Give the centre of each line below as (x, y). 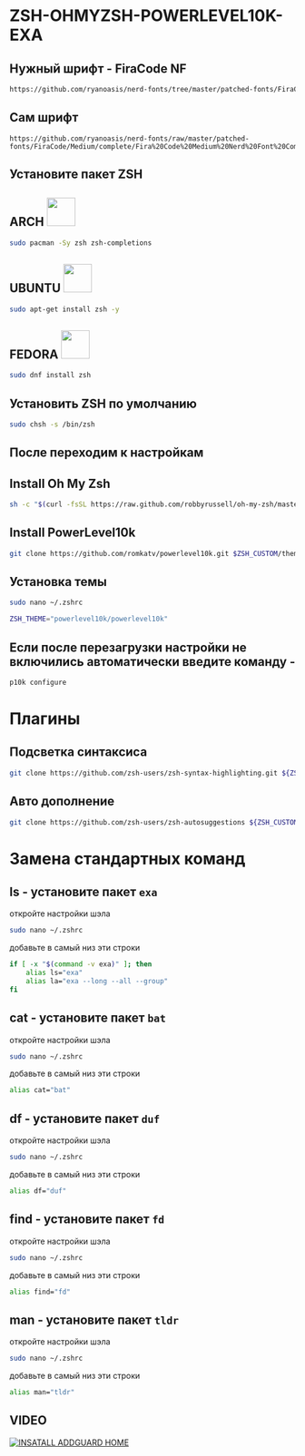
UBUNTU (35, 288)
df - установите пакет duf (85, 1118)
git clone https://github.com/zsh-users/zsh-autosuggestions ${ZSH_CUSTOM (154, 822)
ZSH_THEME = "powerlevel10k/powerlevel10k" (89, 619)
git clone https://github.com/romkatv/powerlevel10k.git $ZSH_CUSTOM (144, 553)
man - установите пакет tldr (94, 1319)
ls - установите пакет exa (84, 891)
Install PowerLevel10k (73, 533)
